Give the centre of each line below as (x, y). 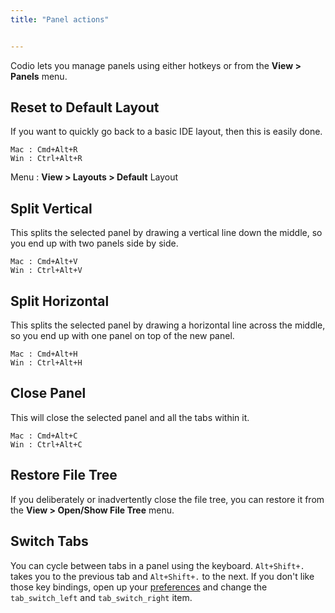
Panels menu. (39, 76)
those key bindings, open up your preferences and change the (139, 587)
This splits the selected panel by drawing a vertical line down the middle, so (166, 233)
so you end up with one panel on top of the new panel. (122, 336)
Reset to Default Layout (85, 107)
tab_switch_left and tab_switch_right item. (101, 597)
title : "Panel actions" (60, 19)
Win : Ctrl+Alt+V (46, 271)
